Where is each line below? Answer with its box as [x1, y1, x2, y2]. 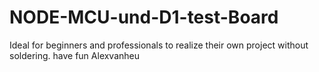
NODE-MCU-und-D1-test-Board [9, 6, 279, 29]
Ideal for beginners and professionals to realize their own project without [9, 39, 309, 51]
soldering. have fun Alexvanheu [9, 49, 141, 61]
